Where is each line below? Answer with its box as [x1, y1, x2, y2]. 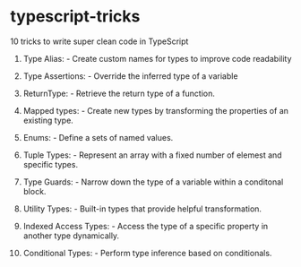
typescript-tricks [10, 6, 141, 27]
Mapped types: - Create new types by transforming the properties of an [22, 105, 289, 116]
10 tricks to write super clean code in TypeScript [10, 36, 189, 47]
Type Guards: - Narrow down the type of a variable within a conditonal [22, 177, 284, 187]
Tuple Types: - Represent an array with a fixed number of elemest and [22, 150, 282, 160]
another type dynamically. [22, 230, 120, 241]
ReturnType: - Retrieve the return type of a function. [22, 88, 216, 99]
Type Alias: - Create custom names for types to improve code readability [22, 53, 292, 64]
